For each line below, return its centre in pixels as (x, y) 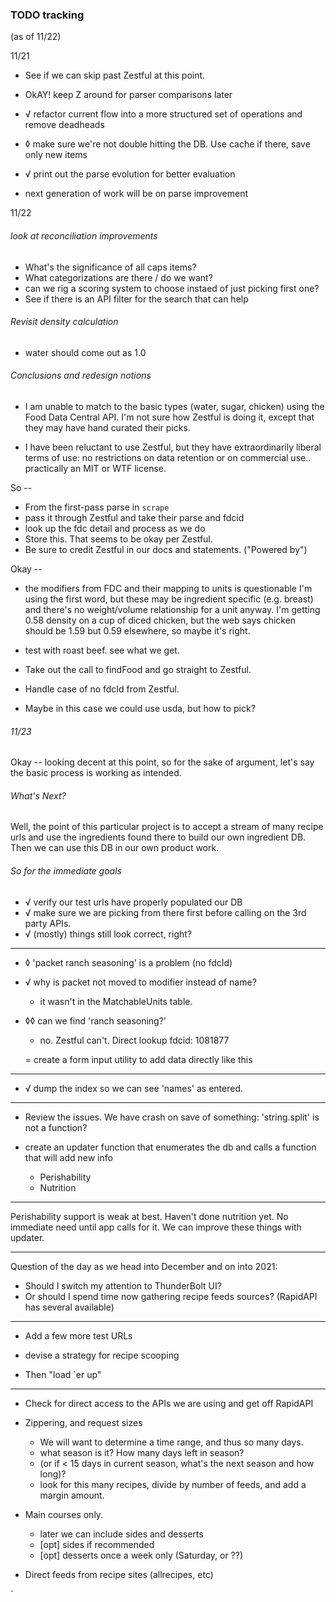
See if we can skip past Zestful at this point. (115, 75)
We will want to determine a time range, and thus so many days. (171, 1442)
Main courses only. (64, 1514)
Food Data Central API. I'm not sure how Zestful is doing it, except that (169, 417)
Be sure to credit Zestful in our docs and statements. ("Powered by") (166, 549)
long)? (53, 1474)
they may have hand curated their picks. (107, 427)
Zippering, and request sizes (83, 1422)
